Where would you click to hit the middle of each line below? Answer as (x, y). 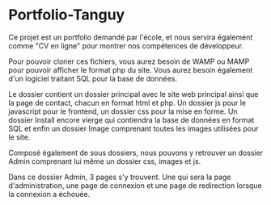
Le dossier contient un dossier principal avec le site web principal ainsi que (133, 94)
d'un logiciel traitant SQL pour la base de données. (93, 78)
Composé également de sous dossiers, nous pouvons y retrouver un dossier (136, 153)
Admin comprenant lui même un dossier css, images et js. (105, 161)
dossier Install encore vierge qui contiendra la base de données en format (131, 119)
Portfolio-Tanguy (67, 15)
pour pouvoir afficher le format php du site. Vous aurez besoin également (131, 69)
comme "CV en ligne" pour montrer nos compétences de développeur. (126, 45)
